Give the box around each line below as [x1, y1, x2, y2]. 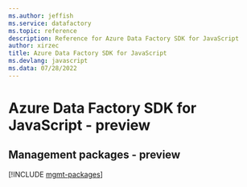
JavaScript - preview [8, 116, 151, 134]
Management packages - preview [8, 148, 181, 162]
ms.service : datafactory [8, 19, 92, 27]
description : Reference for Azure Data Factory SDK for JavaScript [8, 34, 240, 43]
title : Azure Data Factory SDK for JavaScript [8, 49, 167, 57]
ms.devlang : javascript [8, 57, 89, 65]
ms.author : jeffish [8, 11, 74, 20]
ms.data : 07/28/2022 [8, 64, 78, 73]
